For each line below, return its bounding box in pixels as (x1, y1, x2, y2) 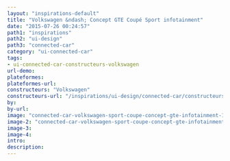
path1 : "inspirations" (7, 29, 72, 36)
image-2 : (7, 118, 32, 125)
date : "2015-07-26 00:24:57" (7, 23, 90, 29)
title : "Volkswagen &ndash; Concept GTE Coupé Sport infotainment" (7, 16, 204, 23)
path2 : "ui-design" (7, 36, 63, 42)
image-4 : (7, 131, 32, 138)
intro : (7, 138, 26, 145)
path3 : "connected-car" (7, 42, 75, 49)
